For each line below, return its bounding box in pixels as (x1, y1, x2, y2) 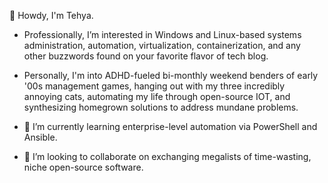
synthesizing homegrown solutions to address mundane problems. (23, 101, 299, 113)
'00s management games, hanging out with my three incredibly (23, 80, 286, 92)
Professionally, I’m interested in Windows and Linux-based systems (23, 29, 302, 40)
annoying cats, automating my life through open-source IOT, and (23, 91, 291, 102)
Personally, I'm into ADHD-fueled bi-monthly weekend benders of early (23, 70, 319, 81)
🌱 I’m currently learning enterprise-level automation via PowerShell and (23, 121, 318, 132)
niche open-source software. (23, 161, 144, 173)
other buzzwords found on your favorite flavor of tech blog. (23, 50, 269, 62)
